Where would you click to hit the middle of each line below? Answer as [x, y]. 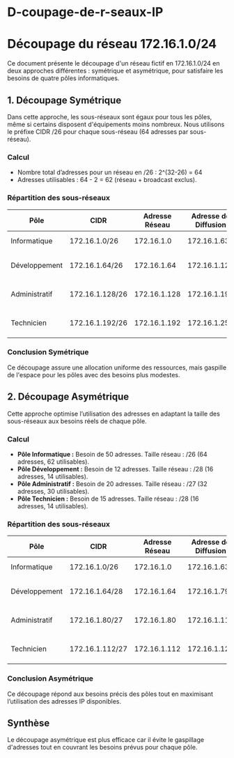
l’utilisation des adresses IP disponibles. [64, 701]
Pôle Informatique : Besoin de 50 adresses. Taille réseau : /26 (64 [112, 454]
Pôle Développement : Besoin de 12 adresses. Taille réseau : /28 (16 [115, 469]
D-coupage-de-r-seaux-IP [85, 12]
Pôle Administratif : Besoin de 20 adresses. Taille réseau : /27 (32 [112, 484]
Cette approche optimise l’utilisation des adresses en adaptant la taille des [114, 414]
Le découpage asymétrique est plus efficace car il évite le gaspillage [106, 740]
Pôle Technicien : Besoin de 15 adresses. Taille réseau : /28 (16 [108, 499]
